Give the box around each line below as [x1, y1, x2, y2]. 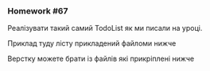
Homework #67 [7, 6, 68, 17]
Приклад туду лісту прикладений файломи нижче [7, 39, 177, 48]
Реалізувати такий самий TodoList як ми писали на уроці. [7, 24, 203, 33]
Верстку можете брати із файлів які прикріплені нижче [7, 54, 195, 64]
